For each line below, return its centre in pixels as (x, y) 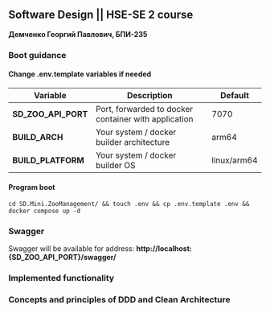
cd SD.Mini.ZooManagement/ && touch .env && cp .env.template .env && (129, 204)
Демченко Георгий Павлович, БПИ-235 (78, 34)
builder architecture (133, 142)
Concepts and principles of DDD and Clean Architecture (119, 300)
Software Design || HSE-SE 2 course (101, 15)
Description (150, 95)
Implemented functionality (61, 278)
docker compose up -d (45, 211)
